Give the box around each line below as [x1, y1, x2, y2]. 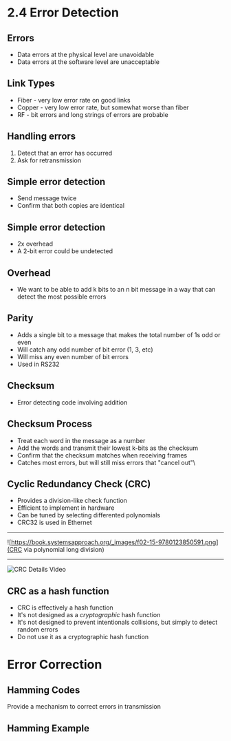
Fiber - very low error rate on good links [16, 96, 131, 104]
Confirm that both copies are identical [16, 202, 125, 210]
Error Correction [7, 657, 102, 672]
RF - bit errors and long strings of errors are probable [16, 110, 168, 118]
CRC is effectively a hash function [16, 603, 113, 612]
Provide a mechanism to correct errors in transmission [7, 702, 162, 711]
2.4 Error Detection [7, 5, 119, 21]
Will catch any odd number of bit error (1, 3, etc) [16, 345, 153, 354]
